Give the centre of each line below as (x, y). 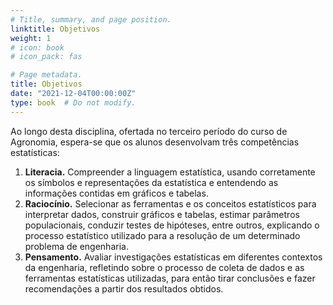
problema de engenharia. (76, 246)
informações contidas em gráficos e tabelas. (116, 193)
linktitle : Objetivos (55, 29)
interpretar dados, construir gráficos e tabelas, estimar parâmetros (162, 214)
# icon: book (37, 47)
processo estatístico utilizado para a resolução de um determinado (162, 235)
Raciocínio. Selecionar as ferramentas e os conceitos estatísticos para (170, 203)
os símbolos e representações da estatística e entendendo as (151, 182)
